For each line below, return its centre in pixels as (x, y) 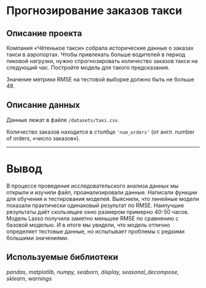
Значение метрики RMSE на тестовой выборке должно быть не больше (100, 79)
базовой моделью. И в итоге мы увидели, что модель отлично (88, 225)
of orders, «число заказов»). (43, 138)
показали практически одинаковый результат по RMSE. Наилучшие (95, 205)
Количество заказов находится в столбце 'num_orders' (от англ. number (101, 132)
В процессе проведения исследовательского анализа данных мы (93, 186)
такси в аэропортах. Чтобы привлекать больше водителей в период (96, 55)
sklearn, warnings (29, 278)
